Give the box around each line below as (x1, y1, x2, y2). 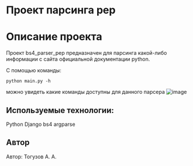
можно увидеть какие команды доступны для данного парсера (6, 89, 166, 96)
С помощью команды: (6, 67, 61, 74)
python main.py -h (6, 78, 51, 84)
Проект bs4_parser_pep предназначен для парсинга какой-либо (6, 50, 167, 56)
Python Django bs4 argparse (6, 121, 75, 128)
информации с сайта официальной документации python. (6, 56, 150, 63)
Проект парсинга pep (6, 3, 116, 17)
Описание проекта (6, 30, 102, 44)
